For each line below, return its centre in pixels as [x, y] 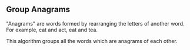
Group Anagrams [38, 10]
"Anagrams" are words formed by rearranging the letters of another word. [95, 23]
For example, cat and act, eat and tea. [52, 30]
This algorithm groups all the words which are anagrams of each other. [92, 41]
